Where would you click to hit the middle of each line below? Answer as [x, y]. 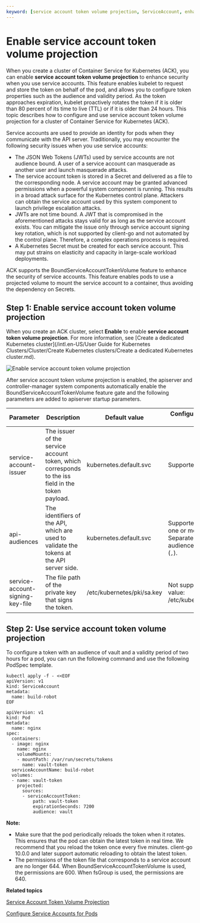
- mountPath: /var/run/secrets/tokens [65, 760]
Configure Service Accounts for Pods [52, 913]
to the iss [58, 476]
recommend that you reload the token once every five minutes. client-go [104, 847]
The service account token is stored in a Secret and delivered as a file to [103, 176]
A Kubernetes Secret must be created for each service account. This [99, 246]
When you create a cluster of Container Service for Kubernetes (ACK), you [98, 70]
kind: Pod [18, 718]
